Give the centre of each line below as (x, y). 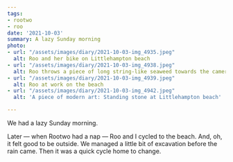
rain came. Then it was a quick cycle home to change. (84, 151)
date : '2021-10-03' (35, 33)
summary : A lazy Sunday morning (54, 39)
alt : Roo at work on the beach (59, 84)
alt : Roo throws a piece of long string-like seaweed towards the (111, 71)
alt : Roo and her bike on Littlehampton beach (82, 59)
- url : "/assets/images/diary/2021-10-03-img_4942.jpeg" (91, 91)
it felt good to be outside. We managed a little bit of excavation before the (112, 144)
